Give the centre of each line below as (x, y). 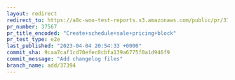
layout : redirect (32, 14)
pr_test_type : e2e (33, 40)
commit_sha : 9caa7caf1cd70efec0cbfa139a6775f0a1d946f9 (88, 53)
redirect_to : (26, 20)
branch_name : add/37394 (41, 65)
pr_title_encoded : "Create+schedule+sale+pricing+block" (92, 33)
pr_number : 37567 (32, 26)
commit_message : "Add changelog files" (65, 59)
